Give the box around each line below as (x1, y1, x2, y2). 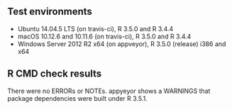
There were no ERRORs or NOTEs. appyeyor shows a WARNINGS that (7, 87, 211, 95)
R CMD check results (7, 67, 102, 80)
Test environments (7, 6, 92, 18)
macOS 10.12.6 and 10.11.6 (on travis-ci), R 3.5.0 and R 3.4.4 (17, 32, 192, 40)
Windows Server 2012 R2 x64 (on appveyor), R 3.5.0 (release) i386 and (17, 39, 226, 48)
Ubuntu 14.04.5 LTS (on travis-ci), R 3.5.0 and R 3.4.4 (17, 24, 174, 33)
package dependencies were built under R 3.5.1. (7, 94, 148, 102)
